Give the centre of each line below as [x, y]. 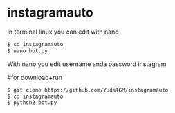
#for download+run [35, 77]
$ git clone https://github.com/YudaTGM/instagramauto [88, 90]
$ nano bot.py [28, 51]
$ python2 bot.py [32, 103]
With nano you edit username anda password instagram [87, 64]
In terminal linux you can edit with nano [63, 32]
